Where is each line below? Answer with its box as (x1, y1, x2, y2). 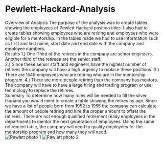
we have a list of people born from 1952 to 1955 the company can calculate (5, 103, 157, 109)
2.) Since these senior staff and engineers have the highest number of (5, 61, 147, 67)
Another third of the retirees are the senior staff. (5, 56, 102, 62)
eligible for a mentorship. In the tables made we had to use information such (5, 35, 159, 41)
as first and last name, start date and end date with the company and (5, 40, 144, 46)
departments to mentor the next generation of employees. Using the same (5, 119, 155, 124)
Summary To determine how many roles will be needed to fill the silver (5, 92, 147, 98)
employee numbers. (5, 46, 46, 51)
